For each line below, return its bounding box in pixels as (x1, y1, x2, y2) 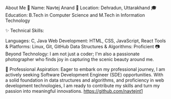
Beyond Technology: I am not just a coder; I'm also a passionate (5, 51, 140, 57)
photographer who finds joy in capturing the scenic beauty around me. (5, 56, 154, 62)
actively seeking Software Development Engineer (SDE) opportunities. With (5, 72, 163, 77)
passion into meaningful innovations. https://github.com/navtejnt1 (5, 88, 143, 94)
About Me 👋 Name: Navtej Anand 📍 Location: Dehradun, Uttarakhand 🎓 (5, 5, 157, 11)
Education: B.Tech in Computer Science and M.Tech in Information (5, 12, 145, 18)
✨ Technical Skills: (5, 28, 44, 33)
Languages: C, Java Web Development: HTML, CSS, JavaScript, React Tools (5, 38, 166, 44)
